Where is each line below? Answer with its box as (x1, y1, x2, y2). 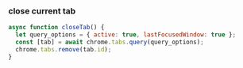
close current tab (8, 6, 76, 17)
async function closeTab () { (8, 24, 105, 32)
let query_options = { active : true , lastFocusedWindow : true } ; (15, 31, 237, 39)
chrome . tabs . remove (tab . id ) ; (15, 45, 112, 53)
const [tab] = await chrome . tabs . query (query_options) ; (15, 38, 204, 47)
